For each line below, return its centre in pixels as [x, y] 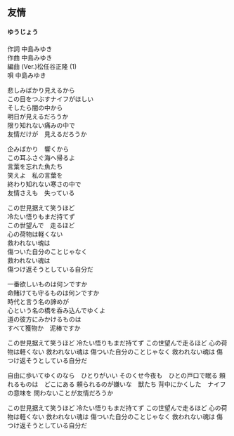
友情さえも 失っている [41, 192]
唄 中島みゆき [27, 75]
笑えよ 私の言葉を [35, 175]
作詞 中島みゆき [30, 48]
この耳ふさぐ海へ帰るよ [41, 157]
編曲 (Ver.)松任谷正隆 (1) [42, 66]
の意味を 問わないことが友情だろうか [60, 392]
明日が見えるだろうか [38, 116]
